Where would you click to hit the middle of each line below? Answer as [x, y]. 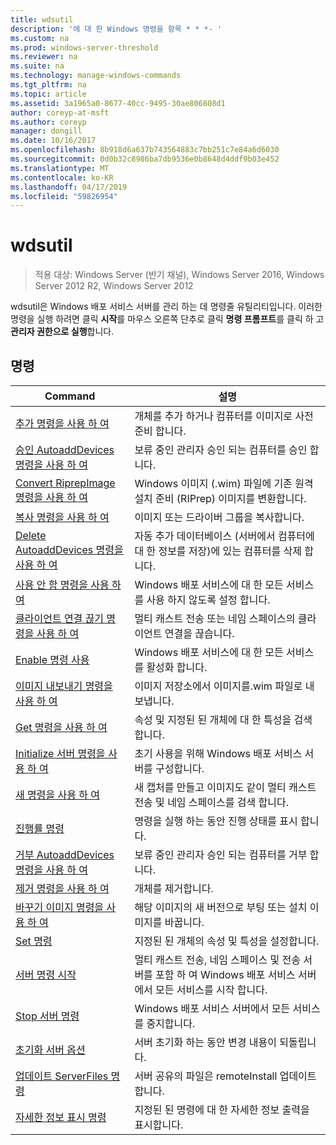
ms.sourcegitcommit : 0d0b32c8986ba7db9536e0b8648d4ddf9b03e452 [145, 159]
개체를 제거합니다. [174, 888]
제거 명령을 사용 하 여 [62, 888]
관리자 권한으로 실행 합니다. [62, 332]
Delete [31, 535]
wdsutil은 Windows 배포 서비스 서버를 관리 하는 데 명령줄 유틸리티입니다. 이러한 [166, 307]
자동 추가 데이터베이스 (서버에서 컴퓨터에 [224, 536]
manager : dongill [46, 131]
